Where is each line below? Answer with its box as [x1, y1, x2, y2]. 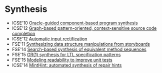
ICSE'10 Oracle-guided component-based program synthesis [11, 20, 138, 26]
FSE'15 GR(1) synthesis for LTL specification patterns [11, 51, 121, 58]
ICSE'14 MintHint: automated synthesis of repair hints [11, 62, 122, 68]
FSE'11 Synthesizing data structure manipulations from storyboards [11, 41, 150, 47]
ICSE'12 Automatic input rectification [11, 36, 87, 42]
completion [11, 30, 35, 36]
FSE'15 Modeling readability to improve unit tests [11, 57, 113, 63]
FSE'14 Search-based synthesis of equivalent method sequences [11, 46, 147, 52]
